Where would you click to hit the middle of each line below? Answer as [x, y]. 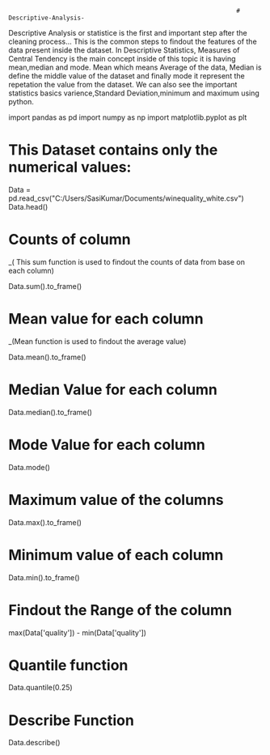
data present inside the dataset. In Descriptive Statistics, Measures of [124, 50]
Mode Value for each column [107, 445]
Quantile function [68, 665]
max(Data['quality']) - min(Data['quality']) [78, 632]
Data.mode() [30, 467]
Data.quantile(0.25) [40, 688]
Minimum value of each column [116, 555]
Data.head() [28, 206]
